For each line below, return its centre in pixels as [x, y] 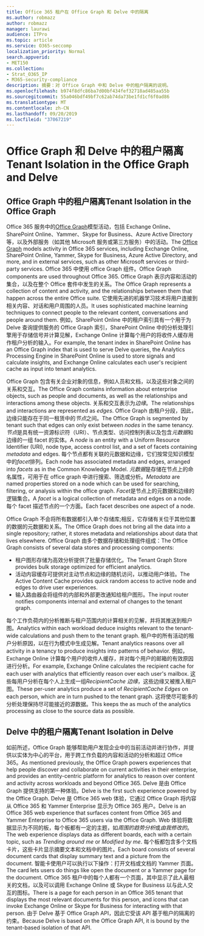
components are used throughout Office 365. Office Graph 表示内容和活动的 [102, 277]
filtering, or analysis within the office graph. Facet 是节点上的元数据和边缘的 [100, 491]
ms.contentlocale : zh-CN [38, 108]
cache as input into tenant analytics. [52, 369]
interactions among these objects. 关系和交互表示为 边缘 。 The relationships [100, 403]
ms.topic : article [29, 40]
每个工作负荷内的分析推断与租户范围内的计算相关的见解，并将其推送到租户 [99, 620]
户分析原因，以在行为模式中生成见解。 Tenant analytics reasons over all [95, 643]
